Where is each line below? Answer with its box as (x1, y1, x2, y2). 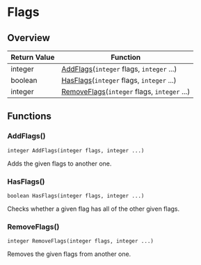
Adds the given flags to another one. (7, 159, 112, 168)
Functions (7, 111, 52, 122)
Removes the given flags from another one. (7, 250, 131, 258)
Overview (7, 32, 51, 44)
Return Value (10, 53, 55, 62)
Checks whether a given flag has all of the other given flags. (7, 204, 180, 213)
